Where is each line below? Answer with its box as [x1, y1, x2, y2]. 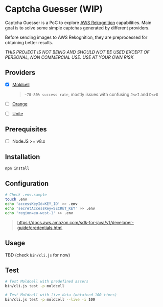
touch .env [5, 197, 27, 202]
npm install [5, 166, 29, 171]
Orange [12, 101, 28, 106]
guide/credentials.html [17, 225, 63, 230]
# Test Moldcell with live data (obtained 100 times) [5, 293, 117, 298]
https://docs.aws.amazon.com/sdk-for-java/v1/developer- [17, 219, 134, 225]
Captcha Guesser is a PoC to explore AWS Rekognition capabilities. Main [5, 20, 152, 26]
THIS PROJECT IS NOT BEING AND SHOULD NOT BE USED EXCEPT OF [5, 49, 150, 55]
